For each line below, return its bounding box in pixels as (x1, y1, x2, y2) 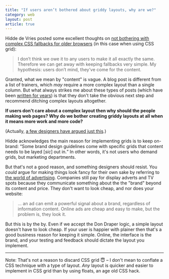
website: (5, 191, 23, 197)
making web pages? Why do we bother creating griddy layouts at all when (5, 113, 163, 119)
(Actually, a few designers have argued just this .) (5, 128, 107, 134)
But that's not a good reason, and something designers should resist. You (5, 164, 157, 170)
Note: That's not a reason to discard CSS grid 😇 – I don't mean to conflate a (5, 257, 163, 263)
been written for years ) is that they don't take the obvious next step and (5, 92, 154, 99)
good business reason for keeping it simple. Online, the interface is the (5, 232, 152, 238)
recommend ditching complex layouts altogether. (5, 98, 107, 104)
